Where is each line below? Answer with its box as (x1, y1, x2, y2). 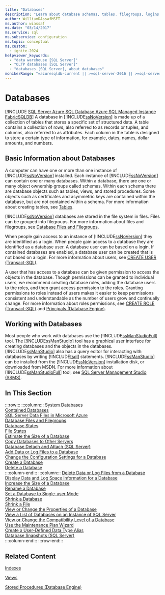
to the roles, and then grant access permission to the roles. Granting (5, 285, 143, 291)
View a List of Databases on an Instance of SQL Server (5, 512, 116, 518)
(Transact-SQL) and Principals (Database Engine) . (5, 305, 107, 311)
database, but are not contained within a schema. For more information (5, 199, 149, 205)
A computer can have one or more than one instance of (5, 167, 117, 173)
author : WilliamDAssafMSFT (5, 16, 60, 21)
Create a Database (5, 459, 43, 465)
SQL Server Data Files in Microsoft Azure (5, 413, 88, 418)
